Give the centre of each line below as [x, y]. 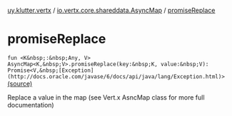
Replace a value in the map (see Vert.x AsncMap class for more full [106, 97]
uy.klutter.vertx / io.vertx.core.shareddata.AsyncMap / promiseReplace [111, 10]
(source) [20, 83]
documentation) [31, 105]
